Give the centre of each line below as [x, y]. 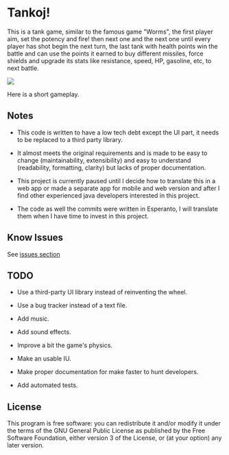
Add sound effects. [44, 332]
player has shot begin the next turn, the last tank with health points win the [112, 46]
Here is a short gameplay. [44, 94]
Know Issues [35, 238]
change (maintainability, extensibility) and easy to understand [104, 160]
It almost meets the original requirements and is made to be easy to [112, 153]
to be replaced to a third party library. [70, 139]
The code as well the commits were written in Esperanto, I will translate [117, 209]
